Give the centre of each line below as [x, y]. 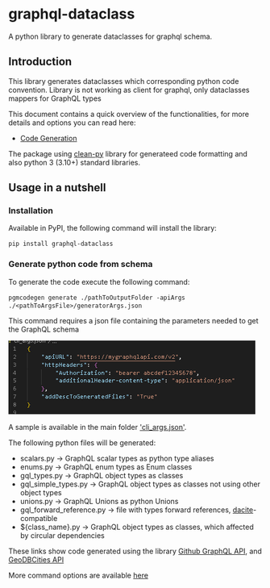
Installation [31, 211]
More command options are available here [79, 575]
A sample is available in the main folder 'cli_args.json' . [98, 427]
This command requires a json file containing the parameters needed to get [134, 320]
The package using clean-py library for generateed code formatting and [128, 153]
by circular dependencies [62, 535]
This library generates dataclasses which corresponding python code [124, 81]
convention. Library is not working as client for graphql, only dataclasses [129, 90]
